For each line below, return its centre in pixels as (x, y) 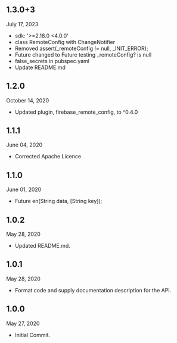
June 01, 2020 (24, 189)
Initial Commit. (32, 335)
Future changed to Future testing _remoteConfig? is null (83, 54)
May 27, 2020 (23, 323)
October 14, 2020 (28, 100)
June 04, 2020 (24, 145)
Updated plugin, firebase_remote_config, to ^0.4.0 (76, 112)
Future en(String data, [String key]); (58, 201)
